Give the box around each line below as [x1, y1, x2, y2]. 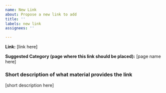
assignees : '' [5, 26, 35, 31]
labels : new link [5, 21, 41, 26]
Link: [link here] [5, 44, 38, 50]
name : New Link [5, 7, 37, 12]
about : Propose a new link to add [5, 12, 77, 17]
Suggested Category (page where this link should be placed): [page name [5, 53, 161, 60]
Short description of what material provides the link [5, 71, 133, 78]
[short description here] [5, 83, 54, 89]
